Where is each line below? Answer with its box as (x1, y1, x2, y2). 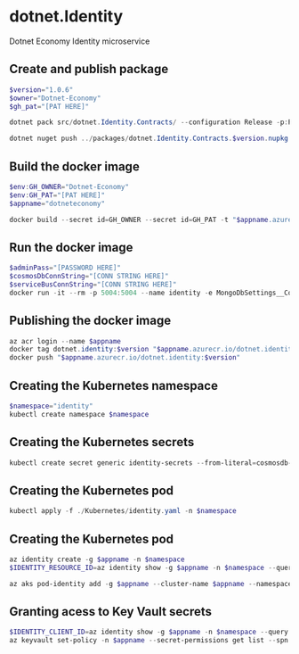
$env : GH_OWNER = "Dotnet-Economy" (9, 182, 129, 191)
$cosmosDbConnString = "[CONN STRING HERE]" (9, 272, 169, 281)
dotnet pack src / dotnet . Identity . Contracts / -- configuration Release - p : (9, 118, 289, 127)
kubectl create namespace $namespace (9, 410, 149, 418)
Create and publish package (9, 62, 169, 77)
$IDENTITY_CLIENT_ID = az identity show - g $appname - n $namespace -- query (9, 627, 289, 637)
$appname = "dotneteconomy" (9, 199, 105, 208)
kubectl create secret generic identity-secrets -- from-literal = (9, 458, 256, 468)
